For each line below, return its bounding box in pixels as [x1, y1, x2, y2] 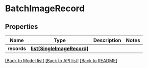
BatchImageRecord [5, 3, 85, 14]
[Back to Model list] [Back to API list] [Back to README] [5, 58, 118, 64]
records [7, 45, 26, 52]
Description [93, 37, 122, 44]
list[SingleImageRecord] [31, 45, 89, 52]
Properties [5, 23, 38, 31]
